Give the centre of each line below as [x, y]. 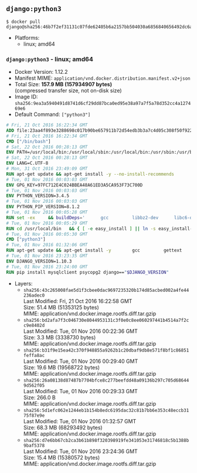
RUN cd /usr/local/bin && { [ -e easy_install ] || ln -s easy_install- [99, 229]
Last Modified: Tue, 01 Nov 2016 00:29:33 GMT [80, 391]
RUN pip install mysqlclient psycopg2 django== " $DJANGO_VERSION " [87, 272]
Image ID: [26, 97]
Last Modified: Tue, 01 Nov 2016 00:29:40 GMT [81, 361]
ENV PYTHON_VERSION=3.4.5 [38, 196]
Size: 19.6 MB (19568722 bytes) [62, 367]
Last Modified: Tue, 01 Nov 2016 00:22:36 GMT [80, 331]
